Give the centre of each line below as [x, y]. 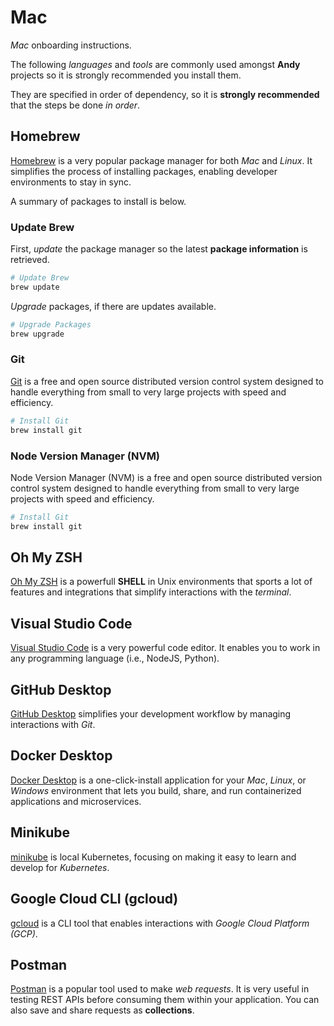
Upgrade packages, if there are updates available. [113, 306]
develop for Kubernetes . [60, 867]
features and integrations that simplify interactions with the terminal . [151, 592]
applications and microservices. [76, 801]
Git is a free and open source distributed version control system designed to [167, 381]
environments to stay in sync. [71, 182]
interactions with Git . [53, 725]
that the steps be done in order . [75, 105]
